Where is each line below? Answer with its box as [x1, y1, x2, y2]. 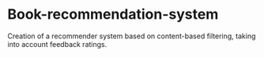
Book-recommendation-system [7, 5, 219, 23]
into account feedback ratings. [7, 39, 107, 48]
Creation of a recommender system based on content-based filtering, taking [7, 31, 256, 41]
